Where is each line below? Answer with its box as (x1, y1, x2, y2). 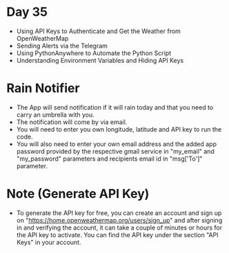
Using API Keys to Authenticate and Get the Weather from (16, 27, 181, 35)
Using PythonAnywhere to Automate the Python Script (16, 49, 172, 57)
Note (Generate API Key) (6, 186, 150, 202)
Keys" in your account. (16, 238, 81, 246)
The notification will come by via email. (16, 118, 128, 126)
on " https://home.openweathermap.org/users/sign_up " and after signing (16, 216, 223, 224)
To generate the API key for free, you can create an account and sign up (16, 208, 222, 217)
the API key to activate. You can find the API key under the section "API (16, 230, 219, 239)
